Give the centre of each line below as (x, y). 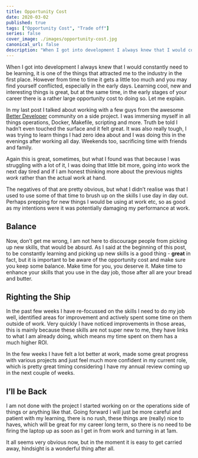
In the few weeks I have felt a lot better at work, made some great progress (97, 354)
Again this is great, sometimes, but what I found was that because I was (93, 159)
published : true (26, 22)
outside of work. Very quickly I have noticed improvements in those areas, (96, 324)
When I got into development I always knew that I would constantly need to (97, 67)
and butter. (19, 278)
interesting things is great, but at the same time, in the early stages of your (97, 92)
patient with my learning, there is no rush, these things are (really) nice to (95, 418)
